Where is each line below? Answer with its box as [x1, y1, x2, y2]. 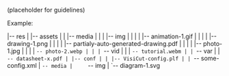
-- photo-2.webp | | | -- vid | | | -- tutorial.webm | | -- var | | [36, 47, 220, 55]
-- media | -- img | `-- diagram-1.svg [42, 62, 161, 69]
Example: [7, 19, 33, 27]
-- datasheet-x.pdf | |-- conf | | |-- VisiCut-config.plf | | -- [7, 54, 200, 62]
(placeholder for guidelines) [7, 6, 85, 14]
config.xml [7, 62, 38, 69]
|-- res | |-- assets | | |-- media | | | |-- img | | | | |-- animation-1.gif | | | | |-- [7, 32, 217, 40]
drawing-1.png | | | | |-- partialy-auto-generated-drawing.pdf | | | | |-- [7, 40, 202, 47]
